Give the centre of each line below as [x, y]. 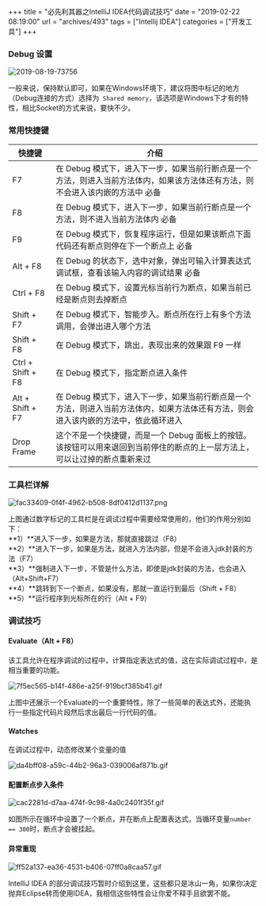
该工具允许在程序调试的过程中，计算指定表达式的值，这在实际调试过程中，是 [133, 660]
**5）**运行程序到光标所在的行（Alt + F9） [80, 598]
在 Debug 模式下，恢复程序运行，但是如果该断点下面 [153, 234]
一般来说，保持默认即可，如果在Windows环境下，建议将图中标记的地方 [124, 88]
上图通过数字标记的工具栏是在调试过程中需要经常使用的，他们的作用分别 [126, 519]
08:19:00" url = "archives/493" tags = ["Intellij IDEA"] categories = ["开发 [127, 21]
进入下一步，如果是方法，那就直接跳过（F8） [107, 539]
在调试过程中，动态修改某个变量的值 [67, 750]
